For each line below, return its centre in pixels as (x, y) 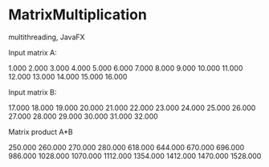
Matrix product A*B (41, 132)
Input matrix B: (33, 92)
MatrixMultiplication (77, 15)
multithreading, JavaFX (47, 37)
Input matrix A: (33, 52)
